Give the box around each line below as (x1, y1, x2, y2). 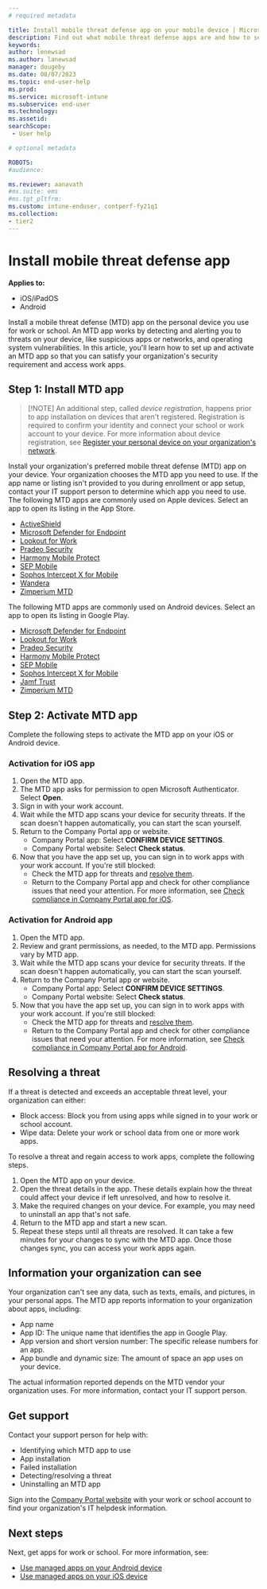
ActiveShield (19, 519, 61, 529)
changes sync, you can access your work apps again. (19, 1243, 196, 1253)
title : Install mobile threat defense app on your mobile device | (8, 25, 237, 34)
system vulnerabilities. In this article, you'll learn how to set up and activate (8, 342, 254, 352)
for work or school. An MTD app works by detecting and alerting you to (8, 326, 242, 335)
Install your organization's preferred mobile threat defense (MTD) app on (8, 461, 246, 471)
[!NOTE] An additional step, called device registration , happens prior (27, 404, 252, 413)
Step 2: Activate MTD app (8, 708, 138, 722)
